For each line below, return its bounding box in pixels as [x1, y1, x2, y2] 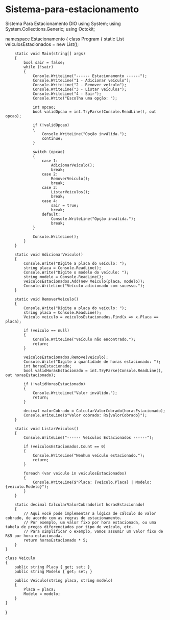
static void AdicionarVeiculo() [14, 252, 83, 257]
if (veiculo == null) [23, 328, 70, 333]
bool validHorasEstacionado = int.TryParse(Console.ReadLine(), [23, 368, 163, 373]
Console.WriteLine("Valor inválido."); [32, 390, 117, 395]
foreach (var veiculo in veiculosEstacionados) [23, 470, 127, 476]
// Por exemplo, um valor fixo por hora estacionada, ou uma [23, 519, 157, 525]
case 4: [41, 198, 58, 204]
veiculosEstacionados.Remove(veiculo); [23, 355, 109, 360]
